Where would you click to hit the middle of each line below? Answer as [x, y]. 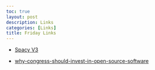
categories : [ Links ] [31, 28]
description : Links [30, 22]
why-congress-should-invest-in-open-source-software [82, 61]
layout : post [22, 17]
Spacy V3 [26, 50]
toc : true [18, 11]
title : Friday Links [31, 33]
